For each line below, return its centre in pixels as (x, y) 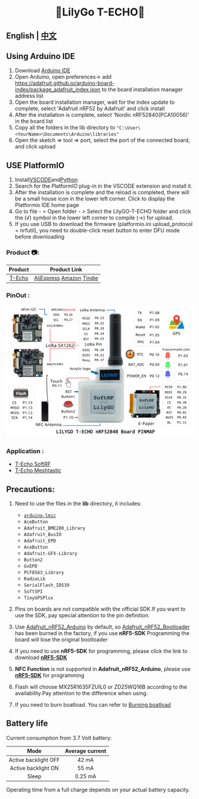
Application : (25, 451)
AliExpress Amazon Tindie (66, 278)
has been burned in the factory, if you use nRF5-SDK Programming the (102, 633)
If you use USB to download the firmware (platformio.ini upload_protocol (103, 224)
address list (29, 96)
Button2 (33, 560)
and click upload (35, 147)
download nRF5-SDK (41, 657)
